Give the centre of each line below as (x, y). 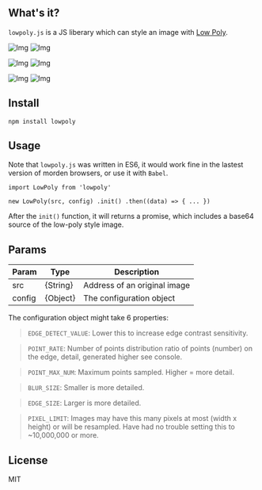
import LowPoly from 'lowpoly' (60, 188)
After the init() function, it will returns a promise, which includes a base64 (131, 216)
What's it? (34, 13)
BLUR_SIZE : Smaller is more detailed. (86, 388)
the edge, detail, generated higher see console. (105, 357)
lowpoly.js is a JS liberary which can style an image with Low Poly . (118, 32)
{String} (59, 285)
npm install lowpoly (42, 121)
